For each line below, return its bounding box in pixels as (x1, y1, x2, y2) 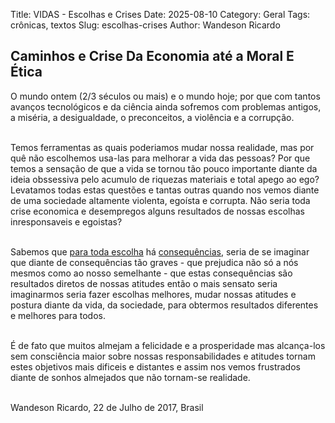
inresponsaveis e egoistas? (10, 215, 123, 228)
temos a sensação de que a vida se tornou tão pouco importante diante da (10, 162, 318, 174)
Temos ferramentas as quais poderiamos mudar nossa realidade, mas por (10, 141, 315, 153)
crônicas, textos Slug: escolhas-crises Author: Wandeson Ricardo (10, 19, 281, 31)
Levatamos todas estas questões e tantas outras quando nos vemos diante (10, 184, 320, 196)
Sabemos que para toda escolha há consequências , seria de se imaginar (10, 245, 310, 258)
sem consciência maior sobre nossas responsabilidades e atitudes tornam (10, 350, 316, 362)
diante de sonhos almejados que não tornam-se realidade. (10, 371, 251, 383)
